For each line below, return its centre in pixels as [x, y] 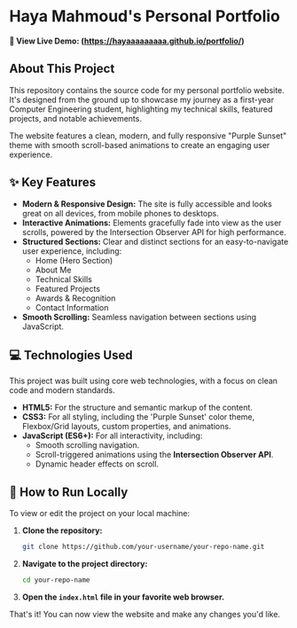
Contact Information [72, 307]
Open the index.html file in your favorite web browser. [123, 597]
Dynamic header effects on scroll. [97, 464]
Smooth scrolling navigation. [87, 445]
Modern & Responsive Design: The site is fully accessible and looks [147, 204]
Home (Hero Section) [74, 260]
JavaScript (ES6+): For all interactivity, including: [112, 436]
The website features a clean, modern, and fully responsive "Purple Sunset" [148, 136]
